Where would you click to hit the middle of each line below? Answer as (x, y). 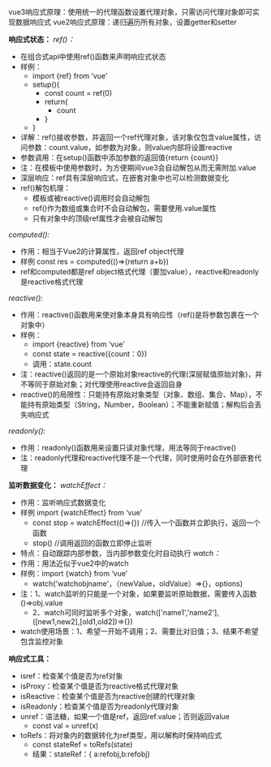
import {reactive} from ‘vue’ (78, 344)
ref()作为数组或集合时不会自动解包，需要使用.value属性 (124, 208)
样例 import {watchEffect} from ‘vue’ (81, 513)
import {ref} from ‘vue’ (70, 76)
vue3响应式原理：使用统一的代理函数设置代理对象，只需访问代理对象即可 (131, 12)
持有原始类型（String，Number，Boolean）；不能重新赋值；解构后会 (141, 405)
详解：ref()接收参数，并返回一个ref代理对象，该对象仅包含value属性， (137, 137)
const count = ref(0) (78, 93)
